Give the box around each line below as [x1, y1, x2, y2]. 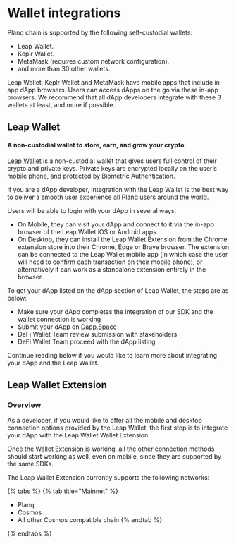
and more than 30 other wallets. [17, 64, 111, 73]
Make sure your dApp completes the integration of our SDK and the [17, 307, 213, 315]
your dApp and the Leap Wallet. [7, 358, 99, 367]
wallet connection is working [17, 315, 101, 323]
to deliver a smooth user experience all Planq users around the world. [7, 193, 209, 201]
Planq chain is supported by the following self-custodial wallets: [7, 28, 192, 37]
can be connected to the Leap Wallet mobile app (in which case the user [17, 250, 228, 258]
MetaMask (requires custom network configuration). [17, 56, 170, 65]
